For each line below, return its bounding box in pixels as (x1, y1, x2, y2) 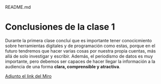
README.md (5, 4, 31, 10)
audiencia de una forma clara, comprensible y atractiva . (5, 63, 121, 69)
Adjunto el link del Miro (5, 73, 52, 79)
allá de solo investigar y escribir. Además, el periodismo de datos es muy (5, 53, 153, 59)
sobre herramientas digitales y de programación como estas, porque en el (5, 43, 156, 49)
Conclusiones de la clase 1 (5, 22, 115, 32)
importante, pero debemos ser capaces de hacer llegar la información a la (5, 58, 156, 64)
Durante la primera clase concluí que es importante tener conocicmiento (5, 37, 152, 43)
